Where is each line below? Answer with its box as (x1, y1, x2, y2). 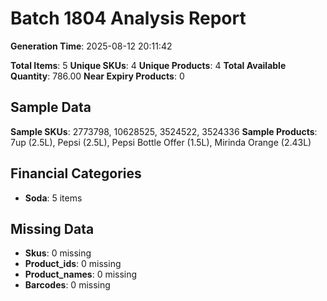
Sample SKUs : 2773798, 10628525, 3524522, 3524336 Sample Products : (10, 125, 318, 137)
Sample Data (10, 99, 92, 116)
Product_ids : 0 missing (24, 258, 122, 270)
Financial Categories (10, 165, 142, 182)
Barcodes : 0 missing (24, 279, 111, 291)
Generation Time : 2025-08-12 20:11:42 (10, 40, 173, 52)
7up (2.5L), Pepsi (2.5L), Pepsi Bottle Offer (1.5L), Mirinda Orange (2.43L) (10, 136, 312, 148)
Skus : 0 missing (24, 247, 92, 259)
